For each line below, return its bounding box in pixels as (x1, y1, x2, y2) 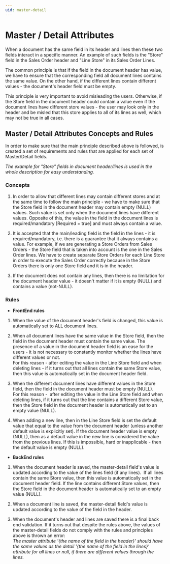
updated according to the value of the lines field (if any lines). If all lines (12, 469, 164, 475)
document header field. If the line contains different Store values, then (12, 480, 160, 486)
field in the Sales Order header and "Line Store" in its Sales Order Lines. (5, 57, 156, 63)
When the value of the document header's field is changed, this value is (12, 317, 163, 323)
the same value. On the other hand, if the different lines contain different (5, 77, 156, 84)
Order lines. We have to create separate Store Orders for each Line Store (12, 251, 165, 258)
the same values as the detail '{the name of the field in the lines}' (12, 543, 150, 549)
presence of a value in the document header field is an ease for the (12, 343, 154, 349)
